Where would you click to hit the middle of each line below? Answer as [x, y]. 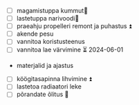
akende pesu [35, 34]
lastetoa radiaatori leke [49, 86]
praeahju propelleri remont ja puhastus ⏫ [74, 26]
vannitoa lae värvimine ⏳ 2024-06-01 [70, 50]
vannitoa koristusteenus [51, 42]
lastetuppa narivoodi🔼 [48, 19]
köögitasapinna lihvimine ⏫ [54, 79]
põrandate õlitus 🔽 [43, 94]
